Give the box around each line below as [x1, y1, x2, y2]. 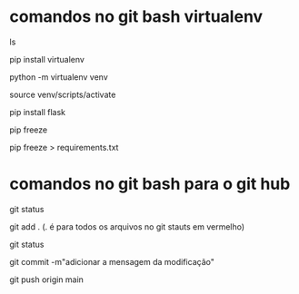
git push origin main [9, 274, 85, 285]
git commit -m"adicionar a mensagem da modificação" [9, 256, 215, 267]
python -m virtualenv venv [9, 71, 109, 83]
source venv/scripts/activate [9, 89, 116, 100]
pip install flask [9, 106, 66, 117]
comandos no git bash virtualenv [9, 6, 264, 27]
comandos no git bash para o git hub [9, 174, 291, 194]
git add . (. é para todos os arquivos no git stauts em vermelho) [9, 220, 245, 232]
